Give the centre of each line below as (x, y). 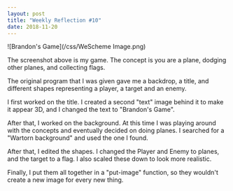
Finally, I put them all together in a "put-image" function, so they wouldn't (113, 173)
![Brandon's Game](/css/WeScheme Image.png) (77, 47)
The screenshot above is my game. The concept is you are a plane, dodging (117, 60)
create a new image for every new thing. (65, 180)
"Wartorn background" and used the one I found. (78, 138)
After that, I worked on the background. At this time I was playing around (112, 123)
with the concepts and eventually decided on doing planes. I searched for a (116, 131)
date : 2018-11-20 (33, 27)
